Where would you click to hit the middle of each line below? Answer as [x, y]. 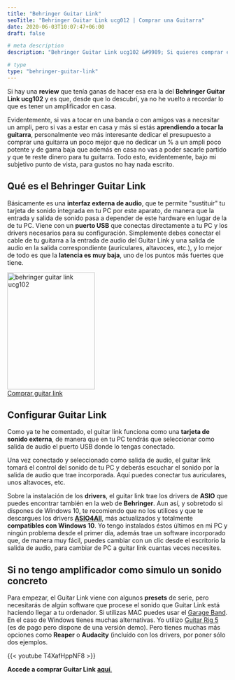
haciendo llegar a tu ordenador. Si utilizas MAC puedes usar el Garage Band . [117, 613]
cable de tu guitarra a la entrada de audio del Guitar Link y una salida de [111, 240]
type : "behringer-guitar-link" [53, 71]
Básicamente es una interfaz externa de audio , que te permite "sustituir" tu [116, 203]
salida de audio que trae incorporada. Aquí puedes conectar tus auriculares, [117, 475]
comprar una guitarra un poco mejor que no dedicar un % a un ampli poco [114, 142]
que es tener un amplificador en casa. [62, 106]
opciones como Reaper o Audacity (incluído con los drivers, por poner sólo [116, 635]
